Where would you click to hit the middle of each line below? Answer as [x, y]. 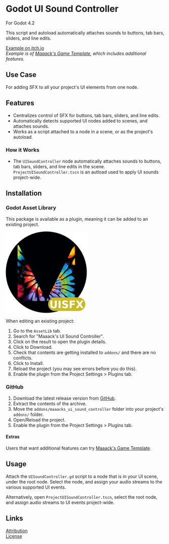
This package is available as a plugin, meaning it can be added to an [77, 219]
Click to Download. [33, 347]
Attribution [17, 531]
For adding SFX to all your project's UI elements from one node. [72, 87]
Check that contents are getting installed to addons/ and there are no [85, 352]
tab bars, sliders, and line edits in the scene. [59, 166]
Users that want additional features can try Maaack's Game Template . [78, 448]
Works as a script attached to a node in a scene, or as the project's [83, 131]
